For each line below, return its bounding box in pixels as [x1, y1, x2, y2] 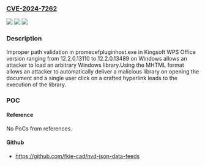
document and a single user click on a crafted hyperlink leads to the [6, 74, 177, 81]
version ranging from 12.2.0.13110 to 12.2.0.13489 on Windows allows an [6, 55, 188, 62]
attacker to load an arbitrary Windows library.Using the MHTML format [6, 61, 185, 69]
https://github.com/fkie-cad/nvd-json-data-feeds [15, 152, 140, 160]
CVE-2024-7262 [6, 4, 57, 13]
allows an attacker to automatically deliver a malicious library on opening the [6, 67, 199, 75]
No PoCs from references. [6, 124, 72, 132]
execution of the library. [6, 81, 66, 88]
